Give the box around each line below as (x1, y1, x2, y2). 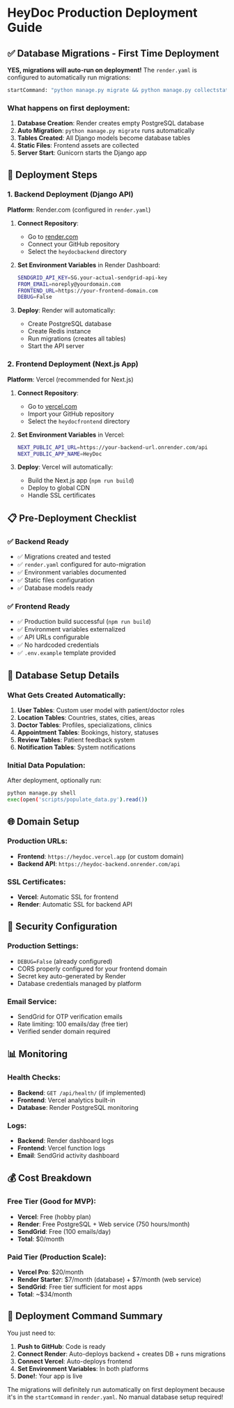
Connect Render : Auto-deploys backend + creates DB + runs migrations (17, 1350, 226, 1358)
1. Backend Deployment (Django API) (7, 189, 134, 199)
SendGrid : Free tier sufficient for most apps (17, 1283, 143, 1291)
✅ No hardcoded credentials (17, 641, 100, 649)
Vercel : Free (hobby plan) (17, 1212, 92, 1221)
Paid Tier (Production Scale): (7, 1252, 107, 1262)
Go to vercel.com (27, 402, 78, 410)
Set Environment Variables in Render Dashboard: (17, 260, 161, 269)
